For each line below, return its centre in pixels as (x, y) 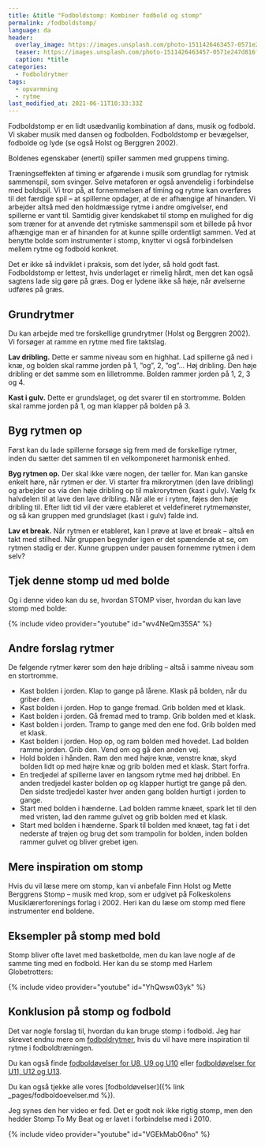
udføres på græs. (36, 290)
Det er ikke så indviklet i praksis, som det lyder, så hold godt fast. (114, 265)
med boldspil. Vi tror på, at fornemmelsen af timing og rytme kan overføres (130, 190)
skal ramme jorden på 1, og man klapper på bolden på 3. (99, 406)
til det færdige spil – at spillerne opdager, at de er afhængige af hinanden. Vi (132, 199)
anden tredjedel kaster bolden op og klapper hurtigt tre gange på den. (133, 784)
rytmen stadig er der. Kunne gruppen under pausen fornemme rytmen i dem (132, 547)
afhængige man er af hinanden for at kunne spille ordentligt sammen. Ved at (132, 232)
